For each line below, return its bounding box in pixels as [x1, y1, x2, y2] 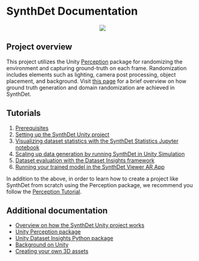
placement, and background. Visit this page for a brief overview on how [6, 77, 187, 85]
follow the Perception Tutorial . [6, 188, 82, 195]
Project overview [6, 41, 73, 52]
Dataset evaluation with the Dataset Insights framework [15, 157, 154, 164]
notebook [15, 143, 40, 151]
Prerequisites [15, 124, 49, 132]
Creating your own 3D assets [15, 248, 89, 255]
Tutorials [6, 108, 41, 118]
